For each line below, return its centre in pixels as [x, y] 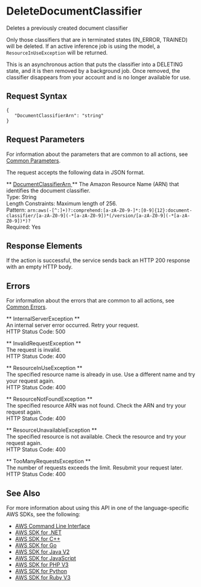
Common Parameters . [33, 160]
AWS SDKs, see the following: [43, 514]
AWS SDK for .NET [38, 532]
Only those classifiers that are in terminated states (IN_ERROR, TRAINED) [97, 39]
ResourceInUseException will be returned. [57, 52]
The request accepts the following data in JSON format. [75, 172]
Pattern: [16, 210]
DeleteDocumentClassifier [74, 11]
